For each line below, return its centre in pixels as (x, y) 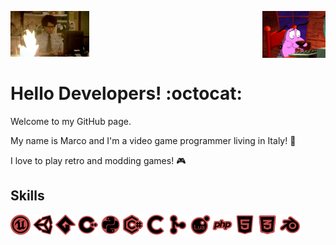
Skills (27, 196)
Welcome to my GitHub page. (71, 122)
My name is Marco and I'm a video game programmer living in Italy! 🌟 (153, 141)
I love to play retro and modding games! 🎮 (98, 161)
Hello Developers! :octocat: (126, 93)
